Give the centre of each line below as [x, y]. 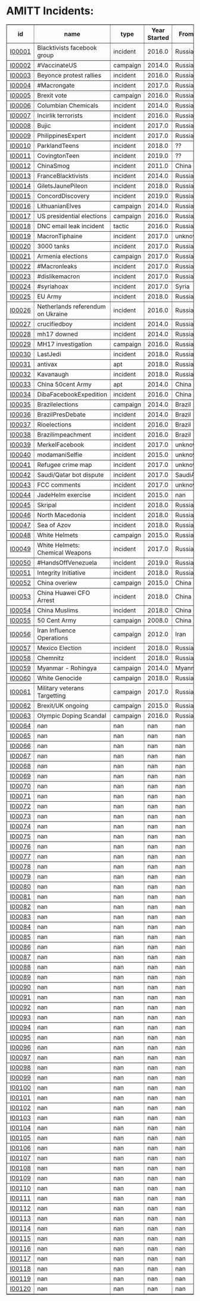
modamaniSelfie [60, 455]
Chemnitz [51, 658]
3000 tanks [53, 246]
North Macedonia [62, 515]
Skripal [47, 505]
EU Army [50, 296]
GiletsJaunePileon [62, 186]
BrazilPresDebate [62, 414]
